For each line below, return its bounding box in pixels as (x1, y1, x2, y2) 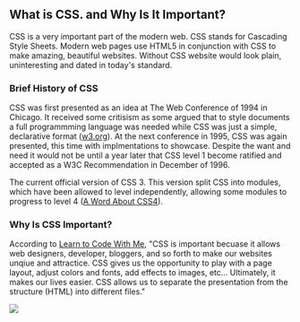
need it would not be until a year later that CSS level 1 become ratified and (9, 150, 282, 161)
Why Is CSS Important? (9, 219, 113, 231)
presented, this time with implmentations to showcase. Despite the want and (9, 141, 291, 152)
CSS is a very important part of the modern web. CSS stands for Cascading (9, 30, 288, 41)
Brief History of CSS (9, 82, 99, 94)
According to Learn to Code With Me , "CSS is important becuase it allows (9, 239, 280, 249)
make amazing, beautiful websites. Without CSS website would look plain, (9, 49, 282, 61)
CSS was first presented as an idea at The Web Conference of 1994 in (9, 102, 268, 113)
